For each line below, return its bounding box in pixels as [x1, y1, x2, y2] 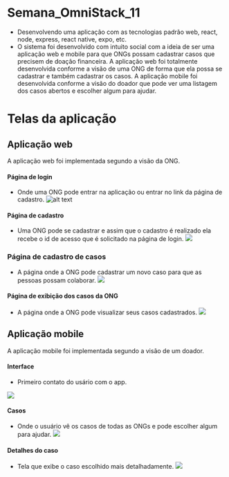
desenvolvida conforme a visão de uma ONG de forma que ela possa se [17, 64, 223, 73]
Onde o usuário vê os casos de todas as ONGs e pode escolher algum [17, 422, 218, 431]
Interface [7, 362, 35, 371]
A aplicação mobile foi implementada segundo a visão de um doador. [7, 346, 204, 354]
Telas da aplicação [7, 111, 117, 127]
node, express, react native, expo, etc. [17, 35, 127, 43]
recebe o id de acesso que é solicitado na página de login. [17, 235, 184, 243]
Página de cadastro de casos [7, 252, 107, 262]
